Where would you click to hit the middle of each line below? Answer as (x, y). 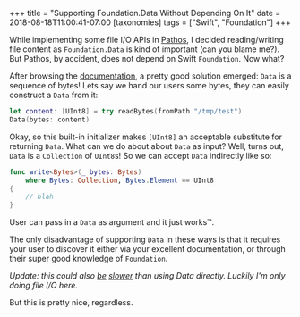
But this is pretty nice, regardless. (71, 303)
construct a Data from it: (54, 95)
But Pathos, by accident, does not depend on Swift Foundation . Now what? (147, 58)
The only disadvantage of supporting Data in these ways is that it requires (145, 239)
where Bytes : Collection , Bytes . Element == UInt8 (120, 180)
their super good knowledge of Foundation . (89, 259)
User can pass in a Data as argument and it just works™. (112, 222)
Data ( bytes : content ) (50, 120)
